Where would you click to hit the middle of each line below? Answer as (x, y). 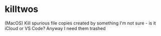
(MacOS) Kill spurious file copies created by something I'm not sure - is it (80, 23)
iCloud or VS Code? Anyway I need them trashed (55, 28)
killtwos (22, 9)
